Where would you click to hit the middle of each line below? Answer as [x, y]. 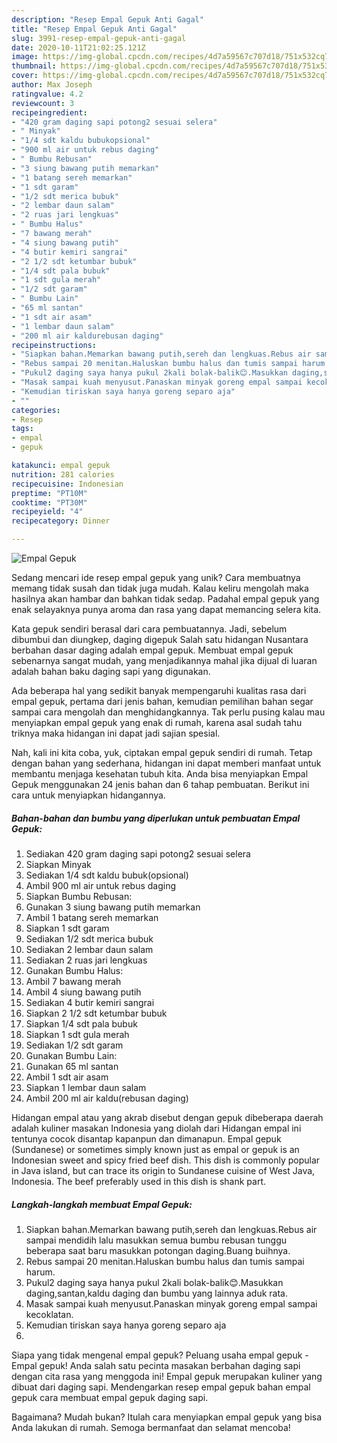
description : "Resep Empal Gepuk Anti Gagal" [107, 19]
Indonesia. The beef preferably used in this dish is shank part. [139, 1181]
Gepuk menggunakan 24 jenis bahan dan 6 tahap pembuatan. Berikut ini [160, 784]
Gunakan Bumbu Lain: [71, 1055]
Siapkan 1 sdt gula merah [77, 1034]
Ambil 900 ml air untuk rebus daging [101, 885]
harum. [40, 1272]
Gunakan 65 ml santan [72, 1066]
